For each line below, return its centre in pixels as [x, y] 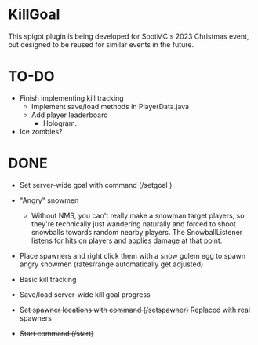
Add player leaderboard [69, 115]
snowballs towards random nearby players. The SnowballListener [137, 232]
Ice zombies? [41, 131]
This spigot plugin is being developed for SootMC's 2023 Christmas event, [129, 36]
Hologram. [60, 123]
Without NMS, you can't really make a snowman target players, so [138, 215]
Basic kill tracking [48, 279]
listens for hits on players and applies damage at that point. [127, 240]
